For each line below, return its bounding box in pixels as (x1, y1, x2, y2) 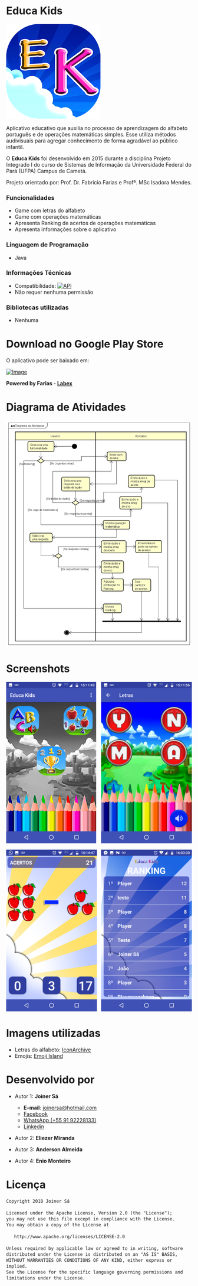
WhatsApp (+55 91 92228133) (23, 1116, 97, 1123)
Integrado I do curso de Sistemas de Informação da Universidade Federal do (6, 161, 192, 168)
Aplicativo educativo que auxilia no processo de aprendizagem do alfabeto (6, 124, 188, 131)
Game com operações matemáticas (14, 213, 101, 220)
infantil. (6, 143, 25, 150)
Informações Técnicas (6, 269, 72, 277)
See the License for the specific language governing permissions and (6, 1269, 183, 1275)
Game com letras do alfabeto (14, 207, 85, 214)
